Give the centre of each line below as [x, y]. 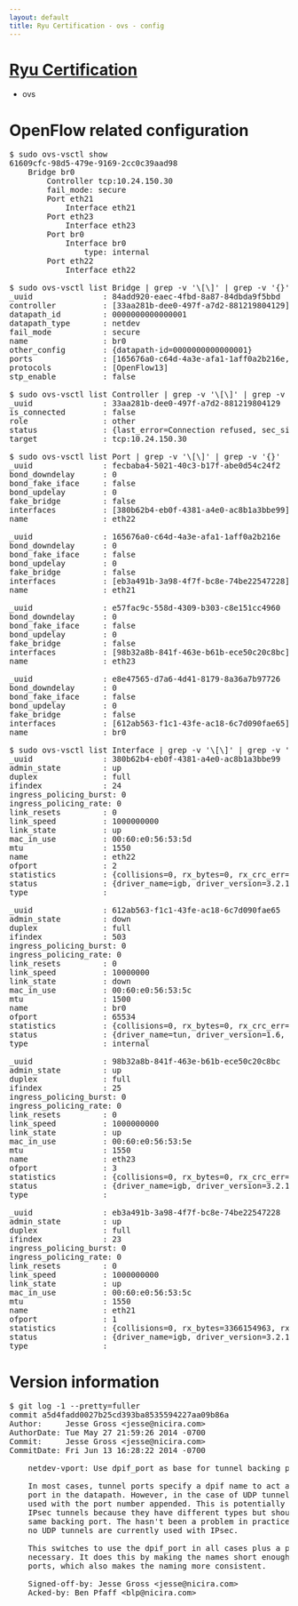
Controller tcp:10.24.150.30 [110, 181]
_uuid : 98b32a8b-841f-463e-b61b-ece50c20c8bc [145, 1062]
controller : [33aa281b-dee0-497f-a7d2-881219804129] [149, 306]
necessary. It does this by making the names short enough [159, 1558]
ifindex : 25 [66, 1088]
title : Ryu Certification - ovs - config [87, 26]
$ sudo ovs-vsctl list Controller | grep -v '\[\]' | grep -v [147, 395]
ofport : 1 [63, 1320]
